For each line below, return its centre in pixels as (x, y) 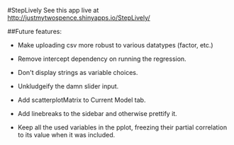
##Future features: (35, 31)
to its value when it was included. (66, 135)
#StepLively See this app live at (53, 10)
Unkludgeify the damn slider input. (68, 86)
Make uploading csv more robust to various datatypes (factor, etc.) (116, 45)
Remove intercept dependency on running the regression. (102, 59)
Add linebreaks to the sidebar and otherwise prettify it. (97, 114)
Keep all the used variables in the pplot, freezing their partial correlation (122, 127)
